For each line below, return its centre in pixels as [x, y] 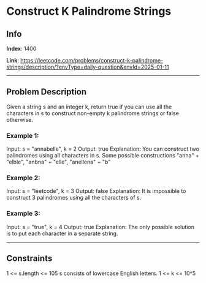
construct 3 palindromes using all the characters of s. [74, 198]
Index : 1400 [21, 48]
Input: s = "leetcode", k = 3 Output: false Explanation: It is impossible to [96, 191]
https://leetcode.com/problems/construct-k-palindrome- [92, 60]
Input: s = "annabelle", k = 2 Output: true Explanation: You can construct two [103, 149]
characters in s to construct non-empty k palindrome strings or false [93, 113]
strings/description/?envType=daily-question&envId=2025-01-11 [88, 67]
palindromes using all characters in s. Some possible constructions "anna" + [103, 156]
